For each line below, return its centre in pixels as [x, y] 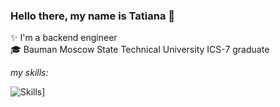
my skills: [29, 73]
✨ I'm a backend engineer [64, 38]
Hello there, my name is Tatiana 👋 [93, 16]
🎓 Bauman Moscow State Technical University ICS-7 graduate [140, 50]
